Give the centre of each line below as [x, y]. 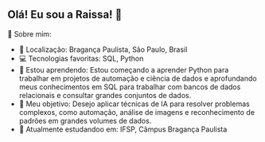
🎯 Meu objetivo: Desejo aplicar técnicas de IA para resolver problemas [134, 104]
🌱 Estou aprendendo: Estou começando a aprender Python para [124, 69]
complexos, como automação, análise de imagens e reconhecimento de [137, 112]
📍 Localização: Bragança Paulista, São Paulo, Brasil [103, 49]
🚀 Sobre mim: [30, 34]
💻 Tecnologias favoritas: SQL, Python [81, 58]
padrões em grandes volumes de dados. [85, 120]
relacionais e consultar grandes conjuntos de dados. [105, 95]
